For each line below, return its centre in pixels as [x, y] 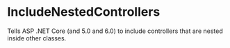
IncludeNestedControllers [84, 12]
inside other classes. [37, 38]
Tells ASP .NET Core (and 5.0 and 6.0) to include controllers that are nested [115, 31]
